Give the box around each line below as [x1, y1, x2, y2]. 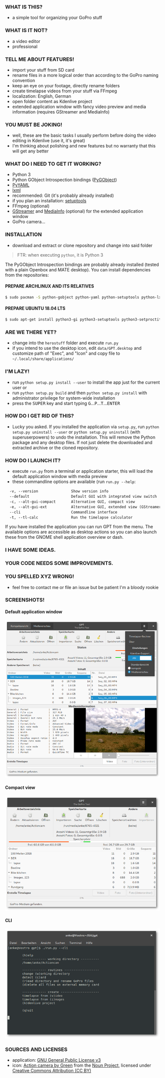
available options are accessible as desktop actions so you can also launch [5, 529, 157, 535]
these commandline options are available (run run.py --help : [12, 479, 136, 484]
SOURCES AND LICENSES [5, 1046, 68, 1053]
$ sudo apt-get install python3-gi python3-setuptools [5, 317, 120, 322]
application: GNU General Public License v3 [12, 1057, 101, 1063]
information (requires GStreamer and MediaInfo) [12, 109, 110, 114]
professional [12, 43, 38, 49]
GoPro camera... [12, 219, 46, 225]
